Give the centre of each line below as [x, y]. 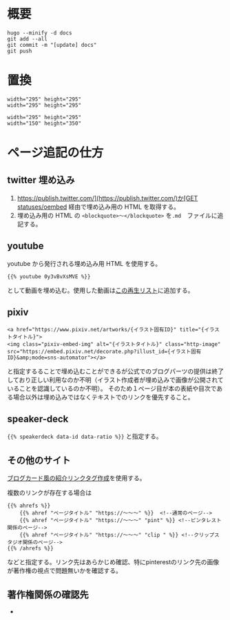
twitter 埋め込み [41, 180]
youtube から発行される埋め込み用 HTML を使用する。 [84, 263]
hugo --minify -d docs [40, 33]
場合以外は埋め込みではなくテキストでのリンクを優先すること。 [103, 397]
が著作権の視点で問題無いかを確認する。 [64, 571]
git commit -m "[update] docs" [52, 45]
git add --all [28, 39]
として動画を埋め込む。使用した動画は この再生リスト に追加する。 [101, 290]
